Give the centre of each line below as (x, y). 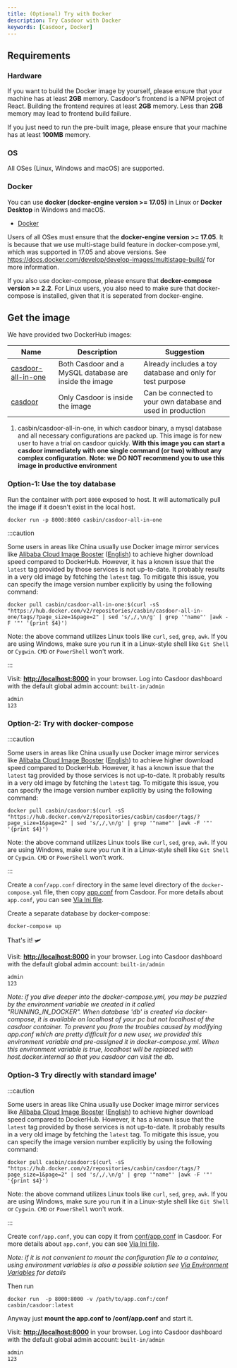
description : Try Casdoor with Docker (64, 20)
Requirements (39, 55)
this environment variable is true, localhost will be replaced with (100, 1050)
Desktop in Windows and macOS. (56, 210)
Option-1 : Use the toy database (62, 484)
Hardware (25, 76)
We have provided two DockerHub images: (69, 335)
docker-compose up (34, 926)
